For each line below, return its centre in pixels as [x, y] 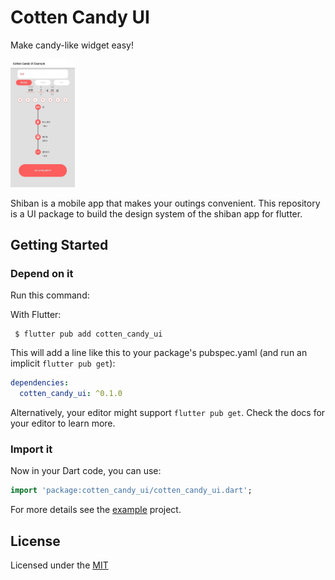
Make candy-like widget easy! [72, 45]
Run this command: [50, 295]
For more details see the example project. [96, 510]
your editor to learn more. [63, 423]
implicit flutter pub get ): [63, 363]
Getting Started [59, 245]
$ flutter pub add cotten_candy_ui [88, 334]
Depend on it [42, 274]
